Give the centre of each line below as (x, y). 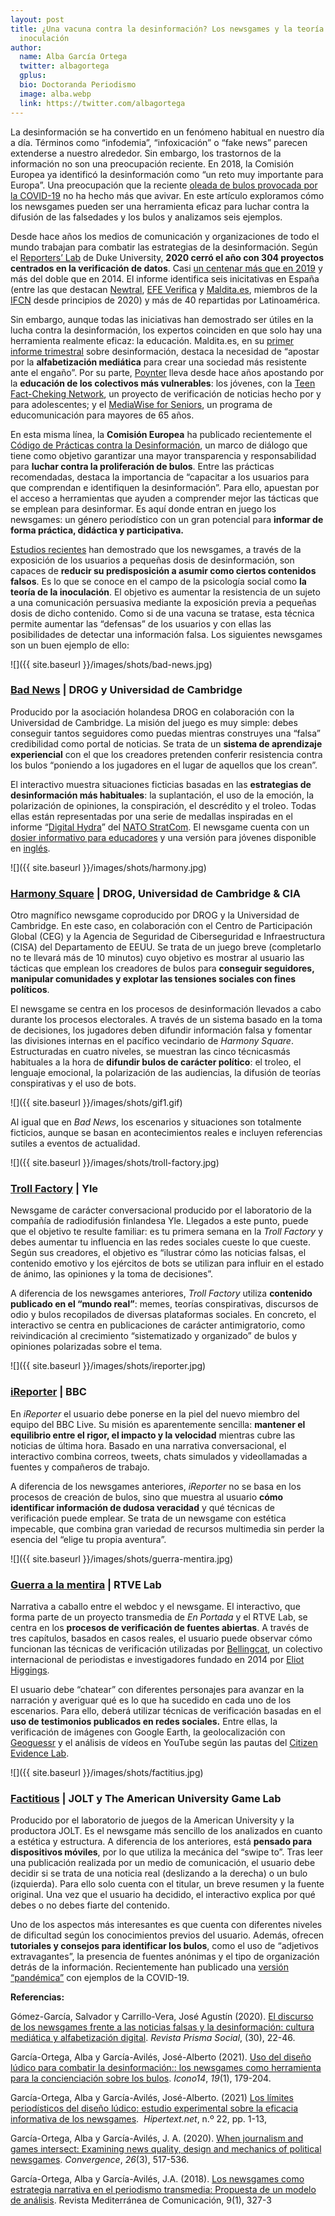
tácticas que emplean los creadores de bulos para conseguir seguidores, (162, 968)
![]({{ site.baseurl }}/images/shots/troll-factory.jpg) (115, 1163)
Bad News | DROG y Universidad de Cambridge (126, 690)
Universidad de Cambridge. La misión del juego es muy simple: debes (154, 722)
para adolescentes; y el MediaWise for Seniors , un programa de (141, 404)
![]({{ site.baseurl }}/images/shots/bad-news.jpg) (111, 664)
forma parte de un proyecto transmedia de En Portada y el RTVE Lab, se (159, 1617)
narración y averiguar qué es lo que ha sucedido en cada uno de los (151, 1700)
